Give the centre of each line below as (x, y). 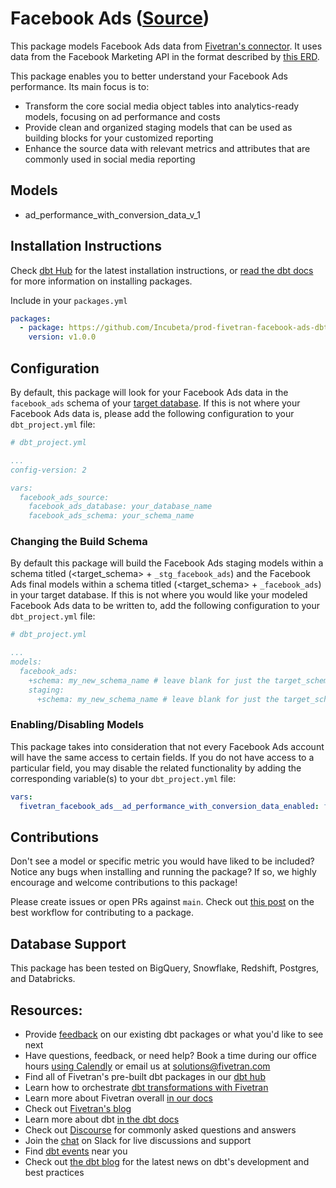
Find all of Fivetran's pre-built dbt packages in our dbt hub (145, 1077)
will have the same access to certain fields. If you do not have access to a (162, 757)
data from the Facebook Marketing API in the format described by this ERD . (165, 56)
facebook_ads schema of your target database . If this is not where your (155, 403)
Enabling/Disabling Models (77, 725)
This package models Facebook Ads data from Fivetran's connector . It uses (166, 46)
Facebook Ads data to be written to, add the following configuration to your (165, 606)
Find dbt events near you (76, 1151)
